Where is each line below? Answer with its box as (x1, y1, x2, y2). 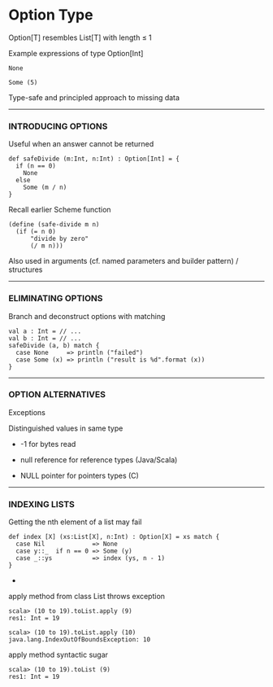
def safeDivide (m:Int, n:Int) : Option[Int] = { (8, 155, 180, 164)
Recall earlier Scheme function (8, 205, 111, 215)
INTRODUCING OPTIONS (8, 120, 108, 132)
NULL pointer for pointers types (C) (19, 470, 140, 480)
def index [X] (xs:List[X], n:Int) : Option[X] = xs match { (8, 533, 220, 541)
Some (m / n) (23, 183, 67, 192)
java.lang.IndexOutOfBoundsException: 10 (8, 636, 151, 644)
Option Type (8, 6, 93, 24)
